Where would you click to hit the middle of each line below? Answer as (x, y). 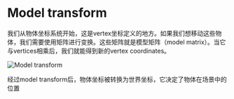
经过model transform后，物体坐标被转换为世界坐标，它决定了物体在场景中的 (117, 79)
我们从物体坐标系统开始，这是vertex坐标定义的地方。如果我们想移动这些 (111, 33)
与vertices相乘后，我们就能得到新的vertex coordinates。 (89, 51)
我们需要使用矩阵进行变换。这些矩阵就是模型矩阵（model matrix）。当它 (123, 42)
